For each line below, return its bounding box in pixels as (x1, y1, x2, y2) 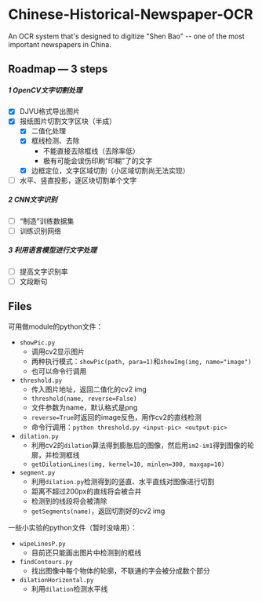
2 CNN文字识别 (8, 195, 57, 205)
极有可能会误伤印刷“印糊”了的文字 (42, 155, 153, 166)
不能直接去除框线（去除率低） (42, 146, 140, 155)
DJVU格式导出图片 (19, 107, 80, 116)
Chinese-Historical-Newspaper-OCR (8, 5, 253, 24)
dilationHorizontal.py (19, 576, 94, 584)
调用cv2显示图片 (31, 347, 85, 356)
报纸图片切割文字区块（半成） (19, 116, 116, 126)
